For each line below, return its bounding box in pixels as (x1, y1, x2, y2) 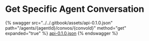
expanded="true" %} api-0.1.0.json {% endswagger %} (5, 30, 119, 36)
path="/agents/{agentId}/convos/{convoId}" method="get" (5, 25, 127, 31)
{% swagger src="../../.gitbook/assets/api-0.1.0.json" (5, 20, 113, 26)
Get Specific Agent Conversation (5, 3, 145, 15)
